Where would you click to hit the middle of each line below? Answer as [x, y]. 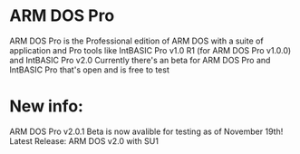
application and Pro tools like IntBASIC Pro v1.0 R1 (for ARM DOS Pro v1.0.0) [150, 50]
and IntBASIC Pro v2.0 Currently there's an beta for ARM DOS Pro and [140, 60]
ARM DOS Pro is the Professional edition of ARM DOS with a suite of [137, 41]
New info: [47, 106]
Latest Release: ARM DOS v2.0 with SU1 [84, 140]
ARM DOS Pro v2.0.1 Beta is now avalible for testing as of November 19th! [146, 131]
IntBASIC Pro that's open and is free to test [90, 70]
